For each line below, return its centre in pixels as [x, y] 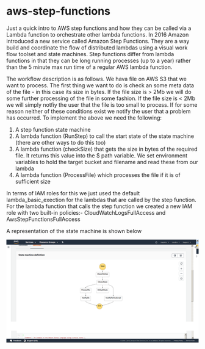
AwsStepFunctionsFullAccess [43, 219]
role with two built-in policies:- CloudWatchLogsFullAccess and [86, 212]
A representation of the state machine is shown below [74, 231]
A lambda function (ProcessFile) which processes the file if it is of [98, 174]
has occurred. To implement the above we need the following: [84, 118]
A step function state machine [53, 129]
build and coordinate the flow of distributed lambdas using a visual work [97, 48]
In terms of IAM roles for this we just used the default [73, 193]
